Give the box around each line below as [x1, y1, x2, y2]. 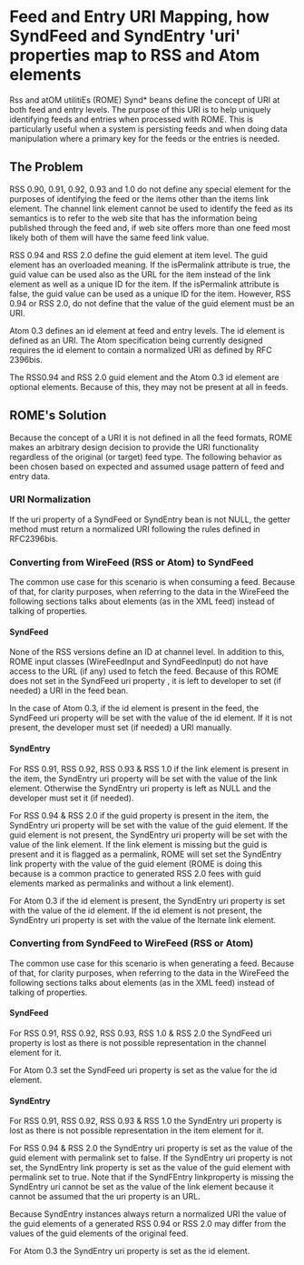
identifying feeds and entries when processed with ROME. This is [9, 114, 254, 125]
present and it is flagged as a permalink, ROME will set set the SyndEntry [9, 848, 282, 859]
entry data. [9, 470, 51, 481]
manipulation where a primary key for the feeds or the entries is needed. [9, 133, 279, 144]
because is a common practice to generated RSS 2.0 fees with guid [9, 868, 261, 878]
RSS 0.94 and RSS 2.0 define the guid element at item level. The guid [9, 249, 269, 260]
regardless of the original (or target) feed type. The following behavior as [9, 451, 283, 462]
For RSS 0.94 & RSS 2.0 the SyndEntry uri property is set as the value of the [9, 1143, 293, 1154]
